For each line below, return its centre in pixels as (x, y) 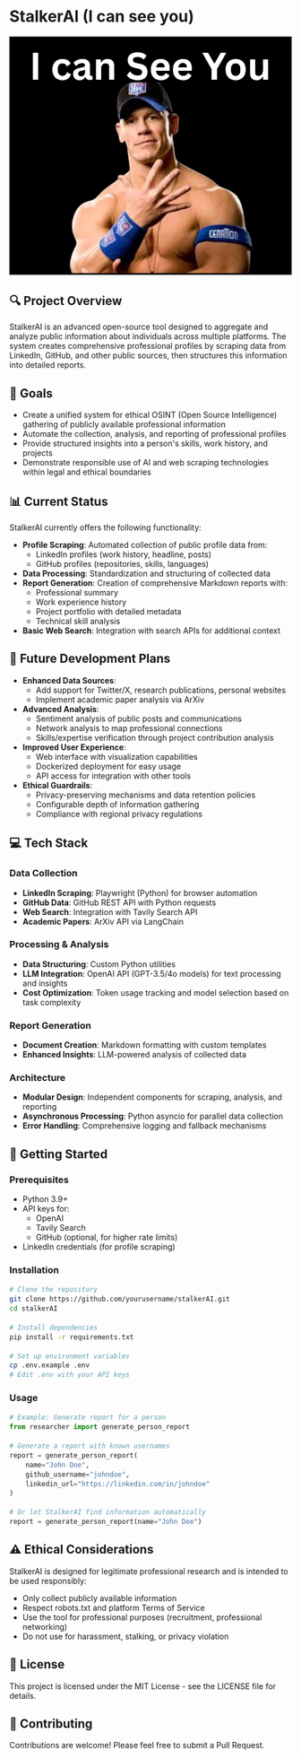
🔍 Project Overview (66, 301)
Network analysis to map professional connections (129, 727)
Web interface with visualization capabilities (117, 756)
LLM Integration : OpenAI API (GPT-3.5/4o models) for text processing (152, 973)
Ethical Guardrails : (57, 785)
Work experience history (81, 602)
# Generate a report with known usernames (90, 1446)
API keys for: (46, 1209)
